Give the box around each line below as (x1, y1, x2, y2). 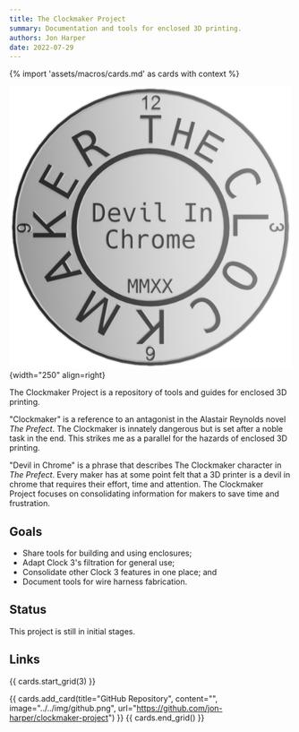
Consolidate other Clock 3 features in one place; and (21, 567, 218, 578)
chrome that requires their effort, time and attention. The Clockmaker (9, 479, 264, 490)
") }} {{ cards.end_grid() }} (107, 712, 205, 723)
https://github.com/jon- (136, 702, 223, 713)
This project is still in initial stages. (9, 625, 136, 636)
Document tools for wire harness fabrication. (21, 576, 188, 587)
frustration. (9, 498, 51, 509)
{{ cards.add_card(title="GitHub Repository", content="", (9, 693, 218, 703)
